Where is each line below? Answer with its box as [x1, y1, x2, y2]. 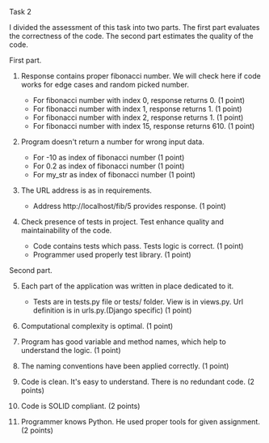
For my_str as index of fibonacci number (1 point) [32, 170, 196, 179]
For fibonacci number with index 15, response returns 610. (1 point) [32, 121, 255, 130]
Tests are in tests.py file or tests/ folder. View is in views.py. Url [32, 297, 244, 306]
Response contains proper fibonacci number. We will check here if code [20, 71, 261, 80]
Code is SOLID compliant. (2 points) [20, 401, 141, 411]
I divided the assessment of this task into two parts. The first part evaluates [9, 23, 260, 32]
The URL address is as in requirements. [20, 185, 153, 195]
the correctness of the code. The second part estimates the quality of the [9, 32, 254, 40]
